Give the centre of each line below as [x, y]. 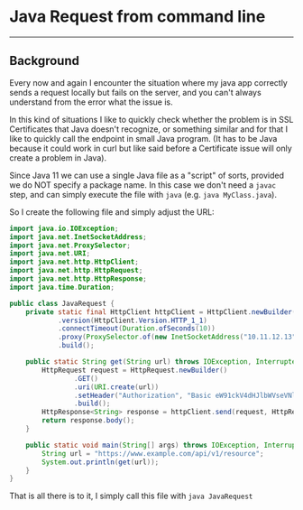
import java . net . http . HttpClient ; [74, 262]
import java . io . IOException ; [64, 228]
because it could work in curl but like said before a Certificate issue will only [151, 148]
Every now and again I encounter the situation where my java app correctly [149, 82]
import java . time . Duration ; [62, 287]
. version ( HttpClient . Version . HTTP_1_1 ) [132, 320]
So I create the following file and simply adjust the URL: [112, 212]
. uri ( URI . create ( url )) [116, 387]
